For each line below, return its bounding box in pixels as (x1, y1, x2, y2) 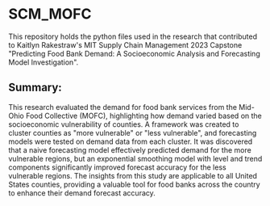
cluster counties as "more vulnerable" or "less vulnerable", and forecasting (8, 128, 257, 137)
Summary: (8, 81, 62, 95)
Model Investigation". (8, 57, 79, 67)
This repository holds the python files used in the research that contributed (8, 32, 258, 41)
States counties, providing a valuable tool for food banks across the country (8, 179, 260, 189)
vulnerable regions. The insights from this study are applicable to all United (8, 170, 258, 180)
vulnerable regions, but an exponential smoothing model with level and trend (8, 153, 263, 163)
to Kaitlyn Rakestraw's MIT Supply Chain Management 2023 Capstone (8, 40, 243, 49)
